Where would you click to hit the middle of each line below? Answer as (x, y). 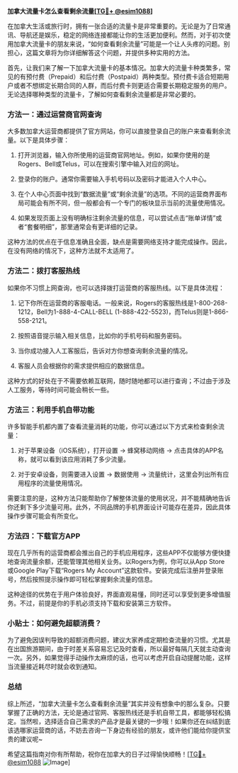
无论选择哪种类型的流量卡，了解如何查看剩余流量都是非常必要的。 (103, 94)
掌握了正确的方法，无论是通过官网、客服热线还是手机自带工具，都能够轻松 (116, 712)
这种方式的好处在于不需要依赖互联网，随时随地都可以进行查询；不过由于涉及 (119, 380)
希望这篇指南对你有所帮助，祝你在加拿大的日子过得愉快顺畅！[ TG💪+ (107, 754)
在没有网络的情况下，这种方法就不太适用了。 (73, 251)
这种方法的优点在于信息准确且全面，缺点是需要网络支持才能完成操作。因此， (119, 242)
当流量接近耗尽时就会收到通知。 (54, 667)
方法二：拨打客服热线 (44, 271)
